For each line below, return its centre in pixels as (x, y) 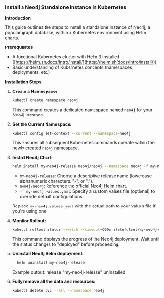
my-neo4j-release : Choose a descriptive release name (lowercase (86, 176)
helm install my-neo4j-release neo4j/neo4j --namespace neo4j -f (80, 166)
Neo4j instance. (28, 115)
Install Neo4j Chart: (32, 158)
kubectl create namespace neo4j (45, 100)
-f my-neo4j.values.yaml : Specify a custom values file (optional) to (87, 191)
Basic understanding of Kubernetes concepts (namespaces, (73, 67)
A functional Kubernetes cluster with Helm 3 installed (66, 57)
